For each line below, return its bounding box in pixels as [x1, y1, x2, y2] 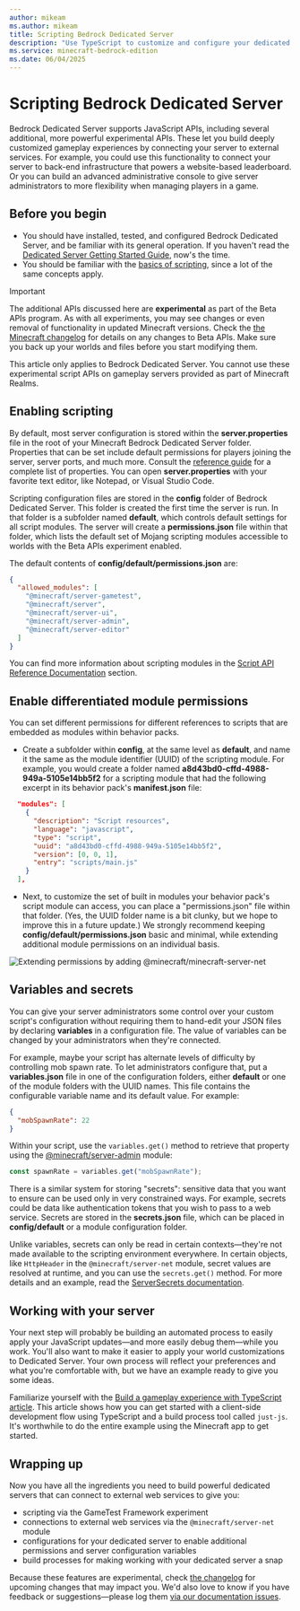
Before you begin [9, 206, 107, 222]
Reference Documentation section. [9, 668, 138, 679]
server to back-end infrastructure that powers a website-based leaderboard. [9, 161, 292, 171]
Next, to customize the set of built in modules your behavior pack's [21, 891, 270, 902]
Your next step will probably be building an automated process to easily [9, 1327, 273, 1338]
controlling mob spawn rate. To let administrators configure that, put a [9, 1061, 268, 1073]
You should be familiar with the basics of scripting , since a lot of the [21, 258, 273, 269]
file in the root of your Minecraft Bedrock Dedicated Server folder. [9, 437, 253, 448]
